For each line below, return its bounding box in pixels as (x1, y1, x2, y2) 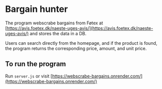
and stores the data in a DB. (29, 30, 87, 36)
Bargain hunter (5, 3, 68, 15)
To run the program (5, 60, 66, 68)
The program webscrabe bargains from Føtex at (5, 20, 103, 26)
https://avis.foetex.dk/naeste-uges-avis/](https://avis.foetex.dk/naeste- (6, 25, 153, 31)
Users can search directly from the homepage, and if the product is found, (5, 40, 158, 46)
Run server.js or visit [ (5, 73, 53, 79)
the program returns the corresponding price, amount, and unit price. (5, 45, 147, 51)
